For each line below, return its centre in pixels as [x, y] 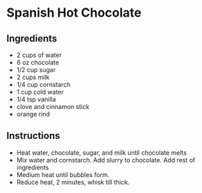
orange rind [33, 114]
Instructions [33, 136]
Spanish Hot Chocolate [74, 13]
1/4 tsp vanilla [36, 99]
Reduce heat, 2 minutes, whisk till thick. [73, 182]
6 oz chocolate [38, 62]
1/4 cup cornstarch [43, 84]
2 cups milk [33, 77]
